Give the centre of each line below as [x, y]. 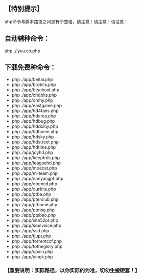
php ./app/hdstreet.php [35, 142]
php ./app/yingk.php [32, 257]
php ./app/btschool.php [35, 90]
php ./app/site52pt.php [35, 221]
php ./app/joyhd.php [32, 153]
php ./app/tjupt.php [31, 236]
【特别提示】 [24, 9]
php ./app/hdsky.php [33, 137]
